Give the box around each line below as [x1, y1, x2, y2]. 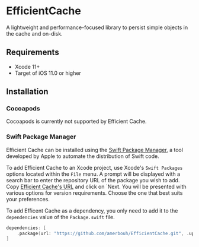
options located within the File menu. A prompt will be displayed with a [6, 170, 181, 178]
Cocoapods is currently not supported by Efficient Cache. [6, 118, 147, 125]
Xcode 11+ [14, 63, 40, 70]
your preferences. [6, 195, 50, 202]
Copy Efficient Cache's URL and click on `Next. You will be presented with [6, 183, 187, 190]
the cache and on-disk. [6, 30, 63, 37]
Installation [6, 87, 49, 97]
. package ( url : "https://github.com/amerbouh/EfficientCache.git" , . [17, 230, 190, 236]
